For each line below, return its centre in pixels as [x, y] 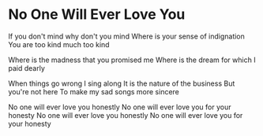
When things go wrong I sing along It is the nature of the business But [122, 83]
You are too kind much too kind [59, 44]
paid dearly [27, 68]
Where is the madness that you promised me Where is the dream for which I [132, 60]
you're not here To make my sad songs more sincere [94, 91]
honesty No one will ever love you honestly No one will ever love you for [126, 115]
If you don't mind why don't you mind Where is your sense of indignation [126, 36]
